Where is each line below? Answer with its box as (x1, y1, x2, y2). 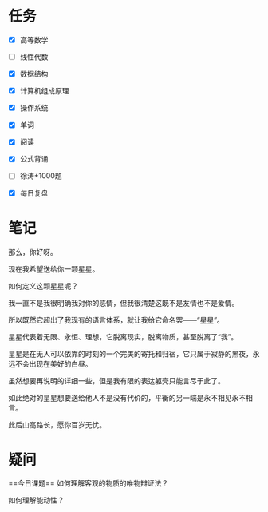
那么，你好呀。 (8, 247, 57, 256)
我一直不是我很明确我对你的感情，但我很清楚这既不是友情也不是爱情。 (8, 298, 239, 308)
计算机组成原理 (19, 86, 69, 96)
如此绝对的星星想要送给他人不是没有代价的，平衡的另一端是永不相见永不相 (8, 393, 253, 403)
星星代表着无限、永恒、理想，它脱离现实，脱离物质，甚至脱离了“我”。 (8, 331, 238, 341)
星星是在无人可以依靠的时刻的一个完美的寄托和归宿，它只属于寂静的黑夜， (8, 349, 253, 359)
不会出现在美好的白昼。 (14, 359, 93, 368)
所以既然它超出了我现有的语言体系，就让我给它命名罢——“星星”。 (8, 315, 225, 324)
